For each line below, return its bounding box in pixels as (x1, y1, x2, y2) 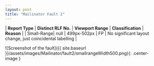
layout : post (5, 7, 32, 12)
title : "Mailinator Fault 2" (5, 12, 65, 17)
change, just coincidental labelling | (5, 35, 77, 42)
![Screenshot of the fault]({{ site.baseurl (5, 45, 86, 51)
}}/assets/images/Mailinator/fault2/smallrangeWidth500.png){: (5, 50, 132, 56)
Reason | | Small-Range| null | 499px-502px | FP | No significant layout (5, 30, 149, 36)
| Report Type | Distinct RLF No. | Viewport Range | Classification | (5, 25, 144, 31)
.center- (132, 50, 149, 56)
